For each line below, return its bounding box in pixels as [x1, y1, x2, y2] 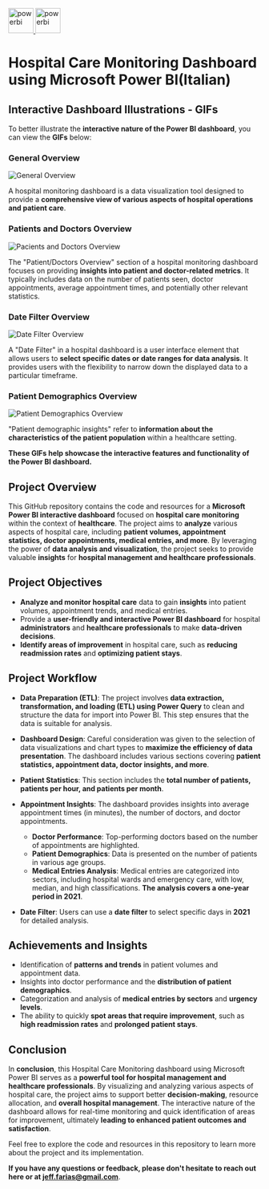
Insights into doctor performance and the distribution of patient [19, 977, 232, 987]
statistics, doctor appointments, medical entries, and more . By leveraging [8, 536, 257, 545]
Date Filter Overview [8, 311, 90, 323]
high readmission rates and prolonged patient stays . [19, 1020, 198, 1029]
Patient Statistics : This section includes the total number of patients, [19, 775, 251, 785]
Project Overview [8, 480, 97, 493]
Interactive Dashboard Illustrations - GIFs [8, 103, 219, 116]
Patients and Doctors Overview [8, 223, 132, 234]
